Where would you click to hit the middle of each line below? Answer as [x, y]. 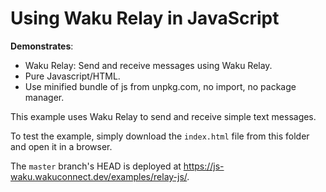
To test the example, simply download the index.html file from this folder [160, 136]
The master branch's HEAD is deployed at [96, 166]
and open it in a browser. [61, 146]
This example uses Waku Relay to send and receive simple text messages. [163, 116]
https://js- [204, 166]
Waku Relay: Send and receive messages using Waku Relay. [148, 65]
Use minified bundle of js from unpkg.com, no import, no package [160, 86]
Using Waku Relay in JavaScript [145, 18]
